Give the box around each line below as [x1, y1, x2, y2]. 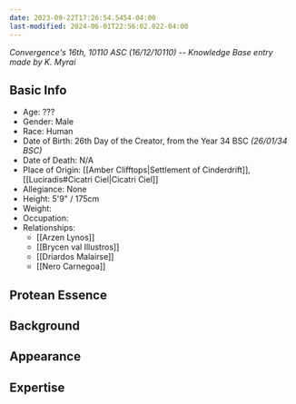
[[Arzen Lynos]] [35, 232, 95, 243]
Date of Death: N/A [22, 155, 94, 166]
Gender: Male [22, 116, 74, 127]
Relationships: [22, 222, 75, 233]
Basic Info [9, 83, 67, 98]
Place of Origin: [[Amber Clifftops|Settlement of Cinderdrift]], [22, 164, 252, 175]
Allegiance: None [22, 183, 88, 195]
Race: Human [22, 126, 74, 137]
